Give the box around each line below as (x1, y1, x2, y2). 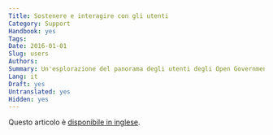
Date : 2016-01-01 (8, 42, 67, 50)
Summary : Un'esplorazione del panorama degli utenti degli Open (8, 65, 231, 73)
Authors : (8, 58, 38, 66)
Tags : (8, 34, 27, 43)
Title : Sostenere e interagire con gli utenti (8, 11, 169, 20)
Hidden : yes (8, 95, 49, 103)
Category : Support (8, 20, 71, 28)
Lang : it (8, 72, 38, 81)
